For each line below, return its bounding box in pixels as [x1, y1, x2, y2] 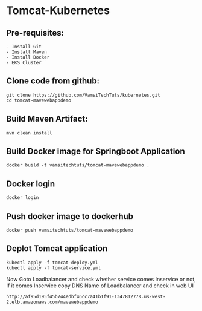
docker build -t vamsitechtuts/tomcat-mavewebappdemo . [6, 162, 150, 168]
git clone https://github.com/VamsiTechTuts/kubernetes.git [6, 92, 161, 98]
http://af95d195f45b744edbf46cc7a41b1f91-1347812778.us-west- [6, 293, 166, 300]
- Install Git [6, 44, 42, 50]
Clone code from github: [6, 76, 100, 87]
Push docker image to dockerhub [6, 211, 134, 221]
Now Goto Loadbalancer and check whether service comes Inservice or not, [6, 275, 196, 283]
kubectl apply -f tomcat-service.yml [6, 264, 101, 271]
